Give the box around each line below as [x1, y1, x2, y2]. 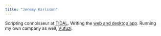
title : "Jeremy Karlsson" [5, 7, 58, 12]
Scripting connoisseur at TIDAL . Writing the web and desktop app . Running [5, 20, 157, 26]
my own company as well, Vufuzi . [5, 25, 73, 31]
